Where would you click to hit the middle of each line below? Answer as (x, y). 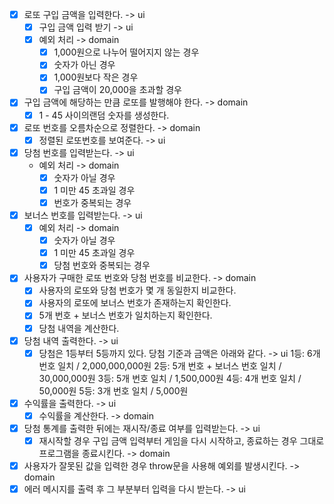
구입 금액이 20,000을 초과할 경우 (117, 90)
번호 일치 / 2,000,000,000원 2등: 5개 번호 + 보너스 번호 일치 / (160, 365)
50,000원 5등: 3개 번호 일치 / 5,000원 (113, 390)
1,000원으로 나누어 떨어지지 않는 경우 (126, 52)
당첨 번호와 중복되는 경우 (102, 265)
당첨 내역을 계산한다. (79, 328)
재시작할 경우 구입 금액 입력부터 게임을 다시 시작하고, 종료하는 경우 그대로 (181, 440)
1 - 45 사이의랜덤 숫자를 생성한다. (104, 115)
